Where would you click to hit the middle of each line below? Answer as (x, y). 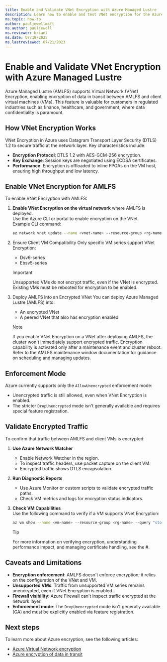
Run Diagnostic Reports (37, 478)
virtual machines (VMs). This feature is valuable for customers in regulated (82, 102)
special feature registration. (41, 411)
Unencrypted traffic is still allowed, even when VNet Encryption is (80, 395)
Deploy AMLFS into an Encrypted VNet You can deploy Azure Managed (85, 297)
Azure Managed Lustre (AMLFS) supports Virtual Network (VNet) (72, 91)
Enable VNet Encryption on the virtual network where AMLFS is (79, 208)
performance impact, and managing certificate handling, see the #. (81, 547)
